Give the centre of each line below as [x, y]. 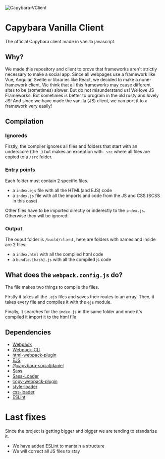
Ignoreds [16, 135]
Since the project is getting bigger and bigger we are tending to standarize [81, 431]
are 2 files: [16, 245]
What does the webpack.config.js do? [64, 275]
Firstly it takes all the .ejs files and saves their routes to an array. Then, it [80, 296]
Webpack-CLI [26, 349]
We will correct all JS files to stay [46, 451]
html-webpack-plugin [34, 355]
